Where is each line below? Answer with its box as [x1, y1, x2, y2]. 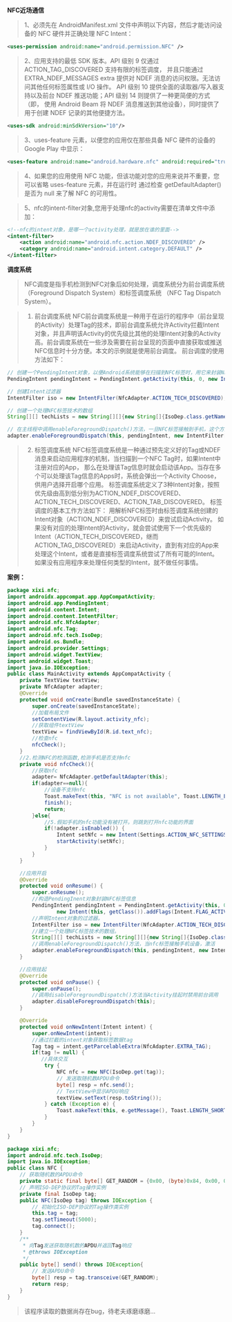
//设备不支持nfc [43, 787, 86, 794]
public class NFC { [7, 1165, 64, 1172]
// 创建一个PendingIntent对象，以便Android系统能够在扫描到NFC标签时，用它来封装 [7, 369, 222, 376]
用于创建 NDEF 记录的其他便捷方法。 [23, 108, 129, 116]
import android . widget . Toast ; [7, 657, 95, 665]
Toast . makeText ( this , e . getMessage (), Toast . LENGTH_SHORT [56, 1107, 227, 1114]
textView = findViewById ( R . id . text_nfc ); [32, 729, 153, 735]
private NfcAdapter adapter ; [19, 684, 104, 690]
